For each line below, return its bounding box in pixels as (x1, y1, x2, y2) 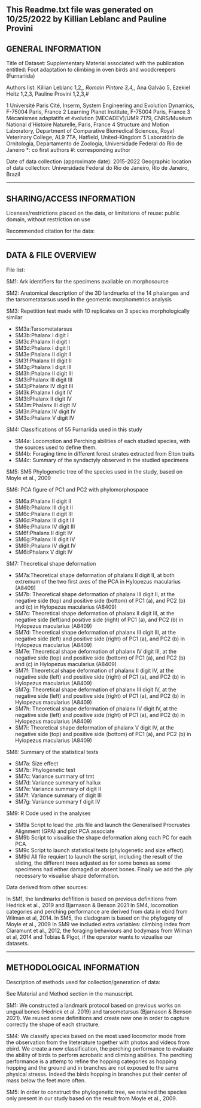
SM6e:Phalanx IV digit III (14, 523, 75, 530)
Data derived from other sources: (6, 883, 89, 890)
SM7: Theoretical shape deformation (6, 560, 96, 567)
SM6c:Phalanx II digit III (14, 510, 73, 517)
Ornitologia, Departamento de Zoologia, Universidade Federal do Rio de (6, 140, 182, 147)
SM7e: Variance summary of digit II (14, 785, 102, 792)
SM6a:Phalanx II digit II (14, 497, 72, 505)
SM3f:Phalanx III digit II (14, 357, 72, 364)
